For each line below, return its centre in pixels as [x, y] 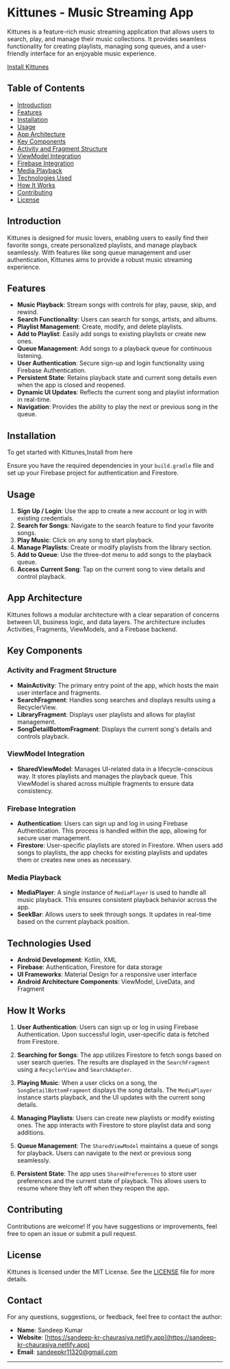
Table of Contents [46, 88]
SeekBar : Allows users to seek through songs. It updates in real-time [114, 914]
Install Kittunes [28, 67]
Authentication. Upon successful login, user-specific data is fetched [113, 1034]
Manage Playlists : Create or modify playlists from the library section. [114, 547]
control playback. [41, 576]
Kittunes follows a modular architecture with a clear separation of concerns [113, 615]
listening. [30, 356]
